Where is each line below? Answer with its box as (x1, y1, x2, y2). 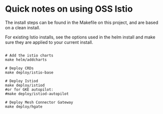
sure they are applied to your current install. (5, 39, 93, 45)
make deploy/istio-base (5, 70, 54, 75)
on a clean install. (5, 24, 41, 30)
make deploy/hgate (5, 104, 43, 109)
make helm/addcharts (5, 57, 47, 62)
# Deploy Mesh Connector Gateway (5, 100, 73, 105)
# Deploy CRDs (5, 66, 34, 71)
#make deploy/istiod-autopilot (5, 91, 69, 96)
